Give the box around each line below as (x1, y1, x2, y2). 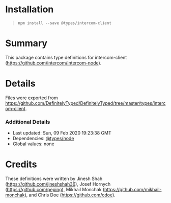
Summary (5, 37, 47, 49)
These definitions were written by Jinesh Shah (5, 175, 103, 182)
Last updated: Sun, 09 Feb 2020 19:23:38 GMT (12, 130, 111, 136)
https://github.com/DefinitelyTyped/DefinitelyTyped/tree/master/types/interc (5, 100, 166, 106)
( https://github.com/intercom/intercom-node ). (5, 60, 102, 66)
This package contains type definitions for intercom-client (5, 54, 127, 60)
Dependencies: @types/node (12, 136, 74, 142)
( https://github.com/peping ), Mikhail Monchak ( (5, 187, 105, 193)
